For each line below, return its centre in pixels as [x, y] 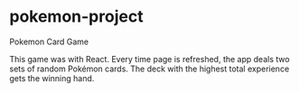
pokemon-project [76, 17]
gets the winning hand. [52, 78]
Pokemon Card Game [49, 42]
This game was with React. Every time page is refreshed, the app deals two [150, 59]
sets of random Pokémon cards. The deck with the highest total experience [149, 69]
